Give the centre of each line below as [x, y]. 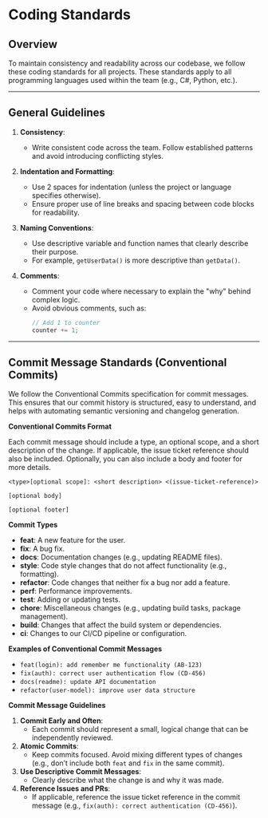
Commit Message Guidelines [57, 705]
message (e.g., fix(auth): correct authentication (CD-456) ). [134, 806]
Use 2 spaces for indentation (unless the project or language [132, 187]
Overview [33, 44]
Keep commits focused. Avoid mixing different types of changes [137, 755]
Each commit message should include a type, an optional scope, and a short [134, 442]
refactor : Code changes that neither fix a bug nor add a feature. [125, 583]
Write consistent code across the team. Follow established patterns [142, 147]
